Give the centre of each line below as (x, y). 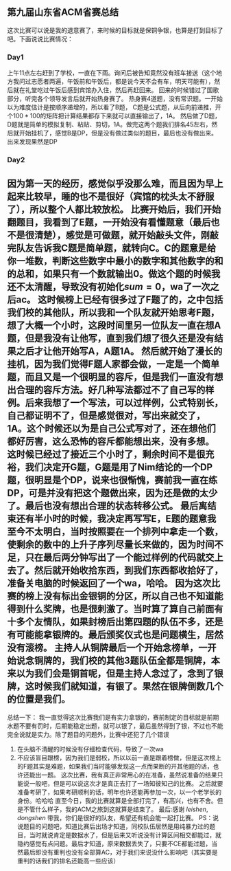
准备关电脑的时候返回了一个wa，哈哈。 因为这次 (109, 583)
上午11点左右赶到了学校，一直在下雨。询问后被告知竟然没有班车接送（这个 (112, 73)
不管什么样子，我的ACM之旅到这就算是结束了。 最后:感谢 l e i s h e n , (115, 809)
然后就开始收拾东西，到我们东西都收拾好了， (129, 570)
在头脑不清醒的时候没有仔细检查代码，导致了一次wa (90, 749)
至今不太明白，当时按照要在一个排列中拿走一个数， (115, 532)
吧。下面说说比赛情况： (40, 38)
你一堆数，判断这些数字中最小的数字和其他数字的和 (115, 261)
